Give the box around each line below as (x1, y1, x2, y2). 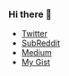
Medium (21, 47, 53, 58)
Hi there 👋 (8, 8, 53, 21)
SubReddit (21, 38, 60, 48)
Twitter (21, 29, 48, 39)
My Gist (21, 57, 51, 68)
